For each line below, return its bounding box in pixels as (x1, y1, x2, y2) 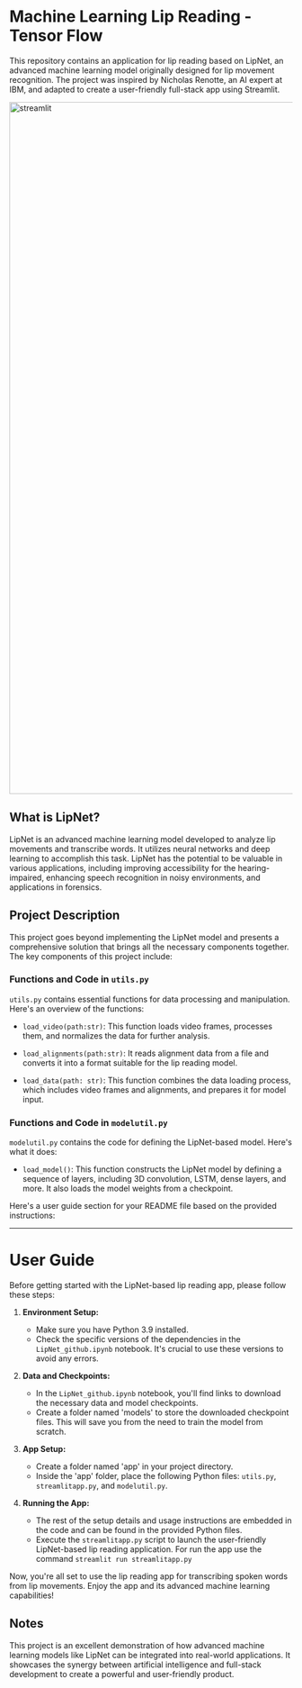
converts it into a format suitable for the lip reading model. (22, 1057, 238, 1068)
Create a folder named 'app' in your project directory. (35, 1461, 234, 1472)
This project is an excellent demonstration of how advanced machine (9, 1639, 265, 1650)
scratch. (35, 1426, 67, 1438)
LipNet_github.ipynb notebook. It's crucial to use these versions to (35, 1344, 284, 1355)
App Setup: (22, 1444, 67, 1455)
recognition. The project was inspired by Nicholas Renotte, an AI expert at (9, 74, 283, 85)
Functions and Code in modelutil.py (9, 1116, 168, 1129)
